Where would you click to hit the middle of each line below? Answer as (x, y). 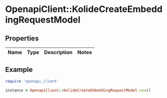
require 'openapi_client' (32, 81)
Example (19, 70)
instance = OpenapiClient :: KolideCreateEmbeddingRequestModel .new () (78, 90)
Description (58, 52)
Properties (22, 38)
